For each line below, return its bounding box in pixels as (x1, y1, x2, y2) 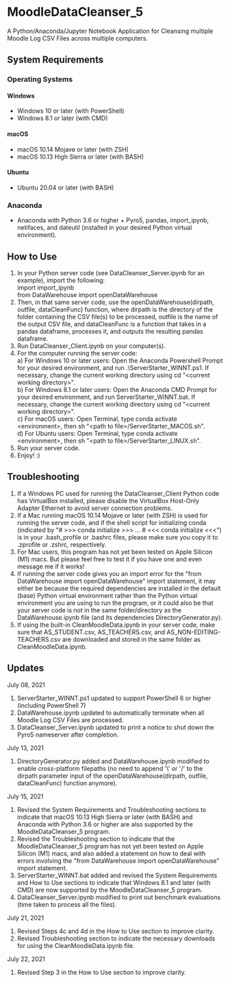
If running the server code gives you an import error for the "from (16, 569, 202, 577)
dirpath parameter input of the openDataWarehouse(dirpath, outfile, (16, 772, 208, 780)
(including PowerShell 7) (16, 701, 86, 709)
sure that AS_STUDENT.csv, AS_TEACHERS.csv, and (16, 627, 166, 636)
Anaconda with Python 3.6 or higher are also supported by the (16, 820, 193, 828)
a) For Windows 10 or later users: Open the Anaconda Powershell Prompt (16, 356, 223, 365)
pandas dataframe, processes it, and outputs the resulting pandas (16, 327, 203, 335)
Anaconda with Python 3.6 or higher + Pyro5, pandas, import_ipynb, (16, 216, 209, 224)
